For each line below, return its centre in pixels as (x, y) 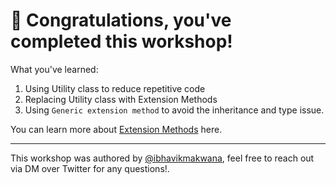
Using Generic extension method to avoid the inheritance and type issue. (174, 110)
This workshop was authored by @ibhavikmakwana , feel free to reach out (162, 158)
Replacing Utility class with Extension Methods (121, 99)
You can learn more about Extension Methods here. (116, 129)
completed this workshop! (121, 41)
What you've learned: (54, 69)
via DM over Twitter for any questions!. (90, 168)
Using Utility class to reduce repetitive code (115, 88)
